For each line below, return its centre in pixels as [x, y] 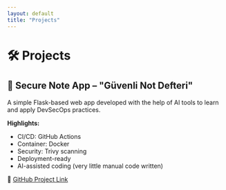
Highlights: [23, 123]
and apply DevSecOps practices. [54, 110]
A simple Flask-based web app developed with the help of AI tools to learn [113, 102]
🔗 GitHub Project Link [38, 179]
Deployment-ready [44, 158]
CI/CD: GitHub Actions [49, 136]
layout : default [30, 13]
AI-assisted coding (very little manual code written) [90, 166]
